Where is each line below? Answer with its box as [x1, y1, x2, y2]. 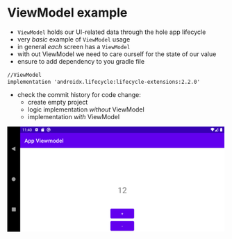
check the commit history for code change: [17, 90, 141, 98]
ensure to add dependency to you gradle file [17, 57, 144, 65]
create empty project [27, 98, 88, 106]
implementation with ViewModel [27, 112, 120, 121]
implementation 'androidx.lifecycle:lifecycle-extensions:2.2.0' [7, 78, 200, 85]
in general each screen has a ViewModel [17, 42, 131, 51]
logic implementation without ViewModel [27, 105, 144, 114]
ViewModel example [7, 5, 128, 21]
